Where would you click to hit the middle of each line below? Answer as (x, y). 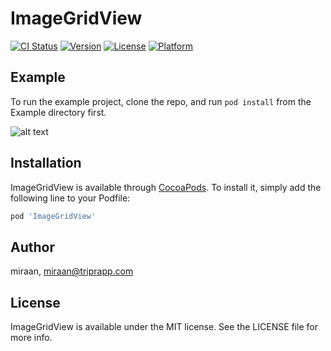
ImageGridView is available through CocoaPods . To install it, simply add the (166, 187)
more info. (31, 338)
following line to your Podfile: (70, 198)
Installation (46, 163)
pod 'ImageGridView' (53, 216)
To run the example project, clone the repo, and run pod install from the (161, 101)
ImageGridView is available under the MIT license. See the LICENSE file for (164, 327)
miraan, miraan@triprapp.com (72, 271)
